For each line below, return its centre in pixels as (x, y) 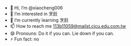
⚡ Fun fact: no (24, 39)
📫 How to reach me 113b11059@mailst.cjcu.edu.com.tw (68, 26)
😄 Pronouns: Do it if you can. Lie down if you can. (62, 33)
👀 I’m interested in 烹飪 (34, 14)
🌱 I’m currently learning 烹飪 (39, 20)
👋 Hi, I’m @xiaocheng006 (36, 8)
